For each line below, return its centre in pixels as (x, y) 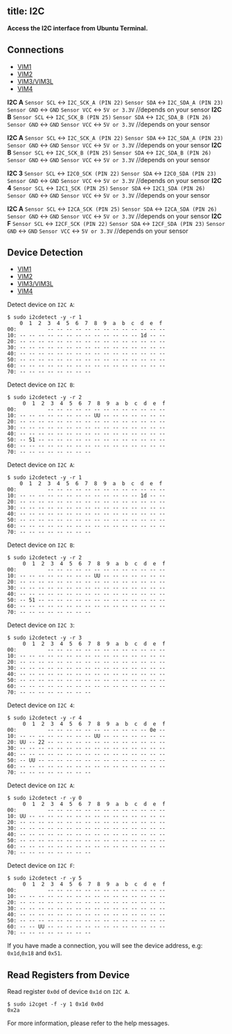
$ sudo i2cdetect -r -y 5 (44, 878)
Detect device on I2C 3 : (41, 625)
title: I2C (26, 11)
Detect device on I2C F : (41, 866)
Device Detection (45, 253)
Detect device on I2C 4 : (41, 706)
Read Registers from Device (69, 975)
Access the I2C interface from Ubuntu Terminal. (78, 28)
